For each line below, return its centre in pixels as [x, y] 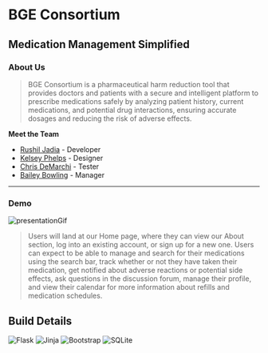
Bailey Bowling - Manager [62, 174]
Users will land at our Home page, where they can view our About [136, 236]
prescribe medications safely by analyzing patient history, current [136, 101]
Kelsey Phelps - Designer [61, 158]
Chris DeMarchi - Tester [59, 166]
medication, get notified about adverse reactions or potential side [135, 271]
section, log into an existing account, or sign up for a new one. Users [141, 245]
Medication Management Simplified [99, 44]
